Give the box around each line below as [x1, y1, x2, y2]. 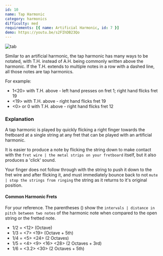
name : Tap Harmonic [5, 12, 45, 17]
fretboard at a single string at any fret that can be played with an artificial [5, 132, 152, 138]
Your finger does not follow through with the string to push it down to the [5, 167, 152, 172]
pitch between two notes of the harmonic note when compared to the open [5, 210, 158, 216]
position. [5, 182, 23, 188]
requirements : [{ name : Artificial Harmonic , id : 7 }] [5, 26, 119, 30]
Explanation [5, 115, 34, 122]
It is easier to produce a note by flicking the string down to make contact [5, 147, 152, 153]
